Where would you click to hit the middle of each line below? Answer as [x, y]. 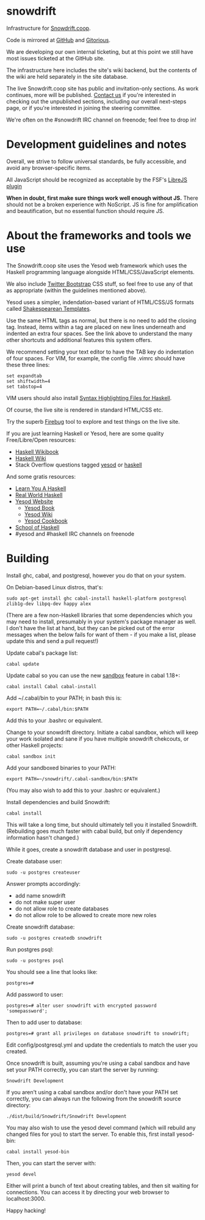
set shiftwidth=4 [28, 381]
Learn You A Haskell [41, 488]
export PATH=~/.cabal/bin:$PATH [47, 709]
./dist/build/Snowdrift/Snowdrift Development [67, 1116]
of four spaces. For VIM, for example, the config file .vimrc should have [96, 358]
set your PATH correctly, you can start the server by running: [83, 1069]
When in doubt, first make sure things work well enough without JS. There [102, 198]
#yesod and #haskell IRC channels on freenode [75, 534]
